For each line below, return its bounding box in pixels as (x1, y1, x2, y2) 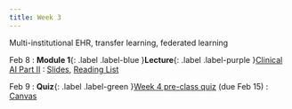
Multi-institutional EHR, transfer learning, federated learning (9, 37, 229, 48)
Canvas (9, 90, 37, 101)
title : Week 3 (9, 12, 62, 22)
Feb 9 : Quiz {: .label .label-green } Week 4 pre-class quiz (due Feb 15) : (9, 81, 269, 91)
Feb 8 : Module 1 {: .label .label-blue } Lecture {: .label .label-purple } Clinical (9, 54, 283, 65)
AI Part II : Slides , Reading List (9, 64, 119, 74)
